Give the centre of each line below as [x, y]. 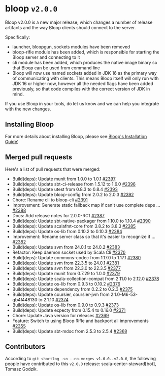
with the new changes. [28, 109]
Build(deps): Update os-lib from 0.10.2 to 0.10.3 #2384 [67, 231]
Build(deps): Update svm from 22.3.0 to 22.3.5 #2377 [66, 268]
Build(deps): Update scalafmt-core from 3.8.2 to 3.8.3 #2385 [74, 226]
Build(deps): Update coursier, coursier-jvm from [61, 294]
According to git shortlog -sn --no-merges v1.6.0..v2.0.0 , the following [81, 359]
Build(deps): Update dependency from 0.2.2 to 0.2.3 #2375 [72, 289]
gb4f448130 [25, 299]
